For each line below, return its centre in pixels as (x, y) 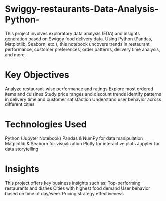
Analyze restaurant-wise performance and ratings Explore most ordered (79, 89)
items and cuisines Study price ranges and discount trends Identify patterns (83, 94)
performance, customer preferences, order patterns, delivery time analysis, (83, 49)
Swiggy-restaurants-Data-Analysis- (82, 9)
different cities (20, 104)
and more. (16, 54)
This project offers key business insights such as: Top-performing (73, 183)
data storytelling (22, 149)
